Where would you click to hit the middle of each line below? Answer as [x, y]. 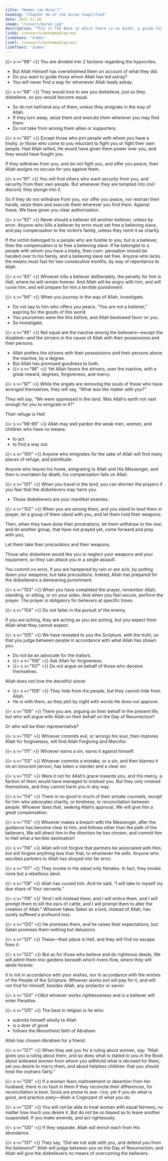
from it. [13, 944]
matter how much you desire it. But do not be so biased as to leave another [83, 1112]
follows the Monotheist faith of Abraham [54, 1030]
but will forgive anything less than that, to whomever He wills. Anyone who [82, 853]
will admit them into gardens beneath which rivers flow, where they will [78, 959]
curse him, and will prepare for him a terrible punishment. [64, 287]
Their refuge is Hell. [26, 414]
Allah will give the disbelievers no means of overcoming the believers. [77, 1153]
